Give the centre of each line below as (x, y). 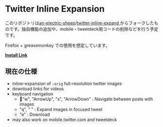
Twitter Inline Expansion (55, 9)
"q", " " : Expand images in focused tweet (61, 109)
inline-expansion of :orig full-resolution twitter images (67, 83)
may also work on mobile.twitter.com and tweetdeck (64, 119)
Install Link (16, 55)
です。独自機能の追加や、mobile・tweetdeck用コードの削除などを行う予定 (84, 29)
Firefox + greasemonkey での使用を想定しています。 (57, 45)
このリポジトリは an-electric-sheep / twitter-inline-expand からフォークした (80, 23)
